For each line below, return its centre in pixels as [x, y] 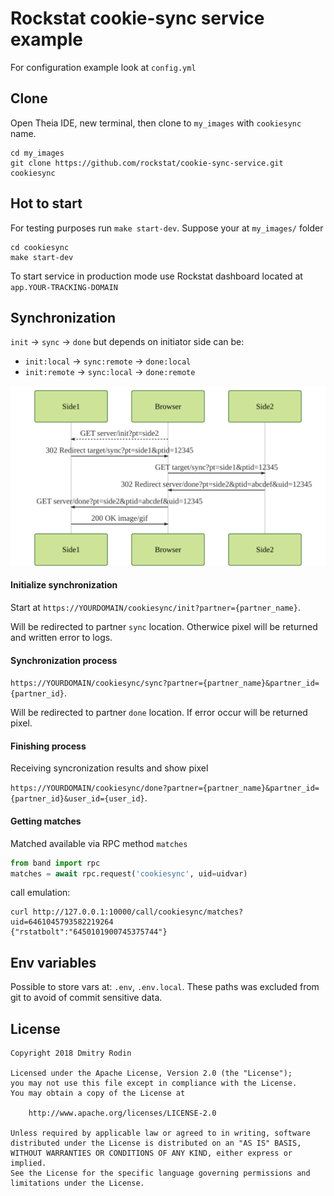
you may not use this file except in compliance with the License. [154, 1083]
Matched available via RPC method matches [99, 843]
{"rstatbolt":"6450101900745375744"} [89, 932]
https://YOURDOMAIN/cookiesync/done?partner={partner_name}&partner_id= [165, 788]
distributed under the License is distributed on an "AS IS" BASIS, [156, 1143]
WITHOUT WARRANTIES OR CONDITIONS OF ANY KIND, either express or [151, 1153]
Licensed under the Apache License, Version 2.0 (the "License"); [151, 1073]
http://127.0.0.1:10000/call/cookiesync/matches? [138, 912]
